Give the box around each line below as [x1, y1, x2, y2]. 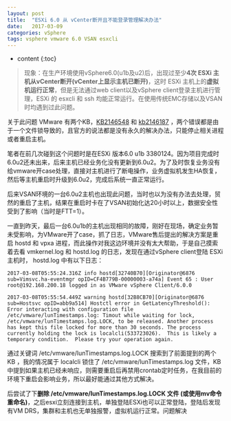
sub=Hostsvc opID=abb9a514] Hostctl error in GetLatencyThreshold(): [7, 300, 211, 307]
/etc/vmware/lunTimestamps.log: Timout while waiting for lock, [7, 312, 195, 319]
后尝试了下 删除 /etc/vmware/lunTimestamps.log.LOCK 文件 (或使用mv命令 [7, 389, 222, 398]
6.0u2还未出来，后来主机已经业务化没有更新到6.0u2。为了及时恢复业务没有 [7, 158, 221, 166]
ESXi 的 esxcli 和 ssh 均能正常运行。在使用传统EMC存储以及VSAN [36, 94, 223, 103]
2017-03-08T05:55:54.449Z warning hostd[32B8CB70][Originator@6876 [7, 294, 205, 301]
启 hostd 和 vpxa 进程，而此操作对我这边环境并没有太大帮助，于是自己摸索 [7, 239, 219, 248]
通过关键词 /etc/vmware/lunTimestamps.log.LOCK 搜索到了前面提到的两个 [7, 349, 217, 358]
